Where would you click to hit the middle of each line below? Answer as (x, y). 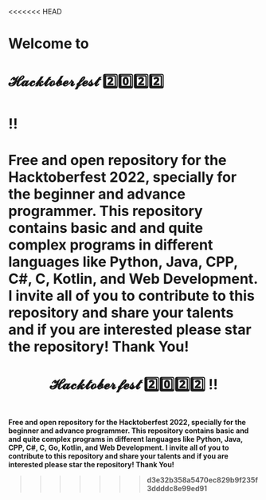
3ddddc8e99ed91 (177, 489)
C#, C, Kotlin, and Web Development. (133, 279)
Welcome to (49, 44)
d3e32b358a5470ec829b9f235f (203, 480)
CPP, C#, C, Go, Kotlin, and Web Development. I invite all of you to (119, 448)
